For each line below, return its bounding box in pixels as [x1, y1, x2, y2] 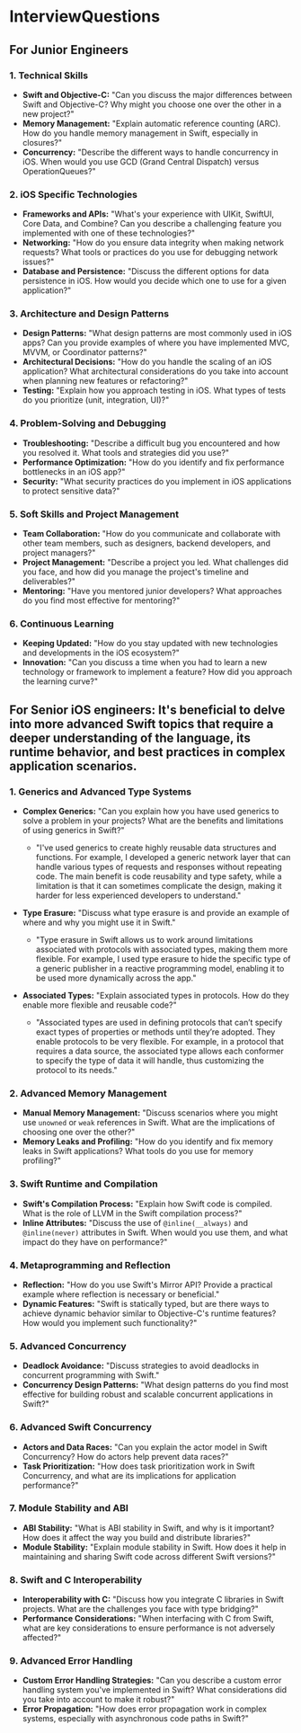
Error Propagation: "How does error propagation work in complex [22, 1703, 268, 1714]
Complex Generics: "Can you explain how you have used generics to [22, 806, 279, 817]
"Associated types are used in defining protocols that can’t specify [35, 1018, 283, 1028]
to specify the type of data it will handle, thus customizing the [35, 1055, 265, 1066]
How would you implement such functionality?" [22, 1317, 198, 1328]
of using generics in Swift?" [22, 825, 125, 836]
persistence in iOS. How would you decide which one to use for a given [22, 276, 288, 287]
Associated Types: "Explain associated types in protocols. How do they [22, 991, 289, 1001]
